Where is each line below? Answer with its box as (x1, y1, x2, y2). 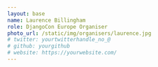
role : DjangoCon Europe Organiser (7, 23, 108, 30)
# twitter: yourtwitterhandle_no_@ (7, 36, 111, 43)
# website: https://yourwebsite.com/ (7, 50, 117, 57)
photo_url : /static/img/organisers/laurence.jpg (7, 29, 152, 37)
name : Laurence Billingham (7, 17, 86, 24)
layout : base (7, 10, 45, 17)
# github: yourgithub (7, 43, 71, 50)
